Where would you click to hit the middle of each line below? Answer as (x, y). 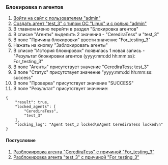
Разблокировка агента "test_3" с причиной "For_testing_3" (76, 157)
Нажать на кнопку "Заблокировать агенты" (61, 45)
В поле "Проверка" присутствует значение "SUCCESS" (73, 83)
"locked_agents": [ (36, 107)
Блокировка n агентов (35, 7)
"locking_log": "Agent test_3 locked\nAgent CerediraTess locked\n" (89, 125)
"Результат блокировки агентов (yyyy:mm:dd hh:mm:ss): (74, 56)
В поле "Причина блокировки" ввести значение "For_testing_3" (82, 40)
